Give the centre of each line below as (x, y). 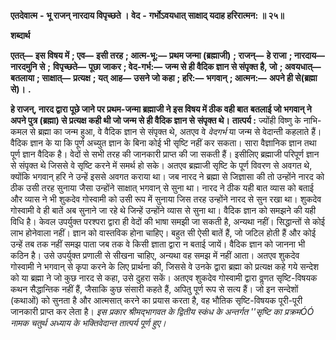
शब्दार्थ (20, 35)
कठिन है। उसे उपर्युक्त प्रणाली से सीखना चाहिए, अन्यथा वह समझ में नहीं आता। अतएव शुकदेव (155, 255)
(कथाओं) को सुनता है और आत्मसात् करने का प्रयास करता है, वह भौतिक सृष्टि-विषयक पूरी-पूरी (156, 300)
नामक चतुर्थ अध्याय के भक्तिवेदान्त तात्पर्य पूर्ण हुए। (88, 323)
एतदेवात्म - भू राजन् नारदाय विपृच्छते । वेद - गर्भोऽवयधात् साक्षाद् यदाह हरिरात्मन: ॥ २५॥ (147, 15)
